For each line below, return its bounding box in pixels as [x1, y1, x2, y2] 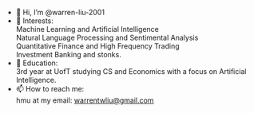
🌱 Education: [15, 58, 58, 68]
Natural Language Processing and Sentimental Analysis [15, 33, 199, 42]
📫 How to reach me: [15, 84, 85, 93]
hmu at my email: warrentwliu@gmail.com [15, 95, 154, 105]
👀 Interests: [15, 16, 54, 25]
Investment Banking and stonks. [15, 50, 121, 59]
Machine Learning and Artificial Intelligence [15, 25, 160, 33]
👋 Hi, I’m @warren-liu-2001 [15, 8, 105, 17]
